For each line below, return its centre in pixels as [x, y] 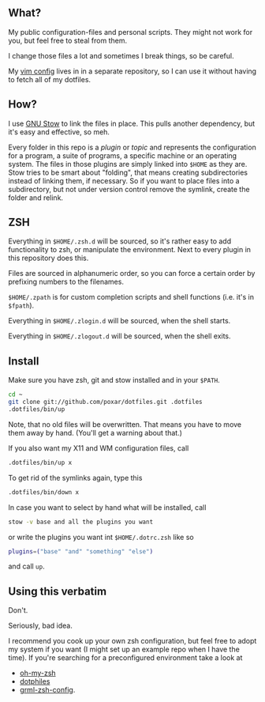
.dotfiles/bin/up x [40, 462]
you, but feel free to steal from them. [68, 40]
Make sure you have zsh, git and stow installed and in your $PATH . [114, 380]
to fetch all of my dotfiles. [50, 79]
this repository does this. [49, 258]
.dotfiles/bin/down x [44, 492]
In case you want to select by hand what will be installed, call [107, 507]
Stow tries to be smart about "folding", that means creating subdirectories [128, 172]
